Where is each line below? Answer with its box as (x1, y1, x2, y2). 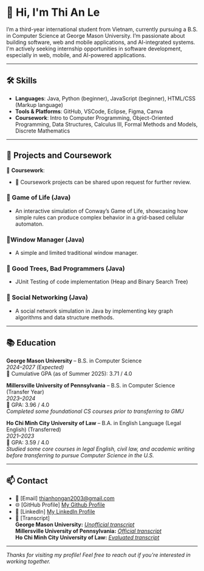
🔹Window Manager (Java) (6, 235, 85, 244)
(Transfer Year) (6, 388, 44, 395)
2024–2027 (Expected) (6, 363, 64, 370)
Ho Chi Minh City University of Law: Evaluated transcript (15, 534, 160, 541)
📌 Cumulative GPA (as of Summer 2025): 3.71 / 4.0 (6, 370, 132, 377)
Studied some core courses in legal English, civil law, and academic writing (6, 445, 195, 452)
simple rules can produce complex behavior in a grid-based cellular (15, 213, 185, 221)
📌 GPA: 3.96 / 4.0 (6, 401, 50, 408)
